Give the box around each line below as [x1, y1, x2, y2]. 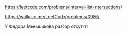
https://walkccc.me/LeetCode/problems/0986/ [5, 14, 100, 19]
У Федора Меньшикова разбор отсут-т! [5, 23, 88, 29]
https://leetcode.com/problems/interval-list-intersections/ [5, 4, 122, 10]
